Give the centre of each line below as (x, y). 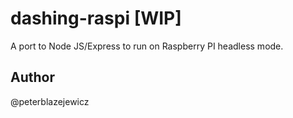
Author (32, 77)
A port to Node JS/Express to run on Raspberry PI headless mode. (147, 46)
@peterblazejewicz (50, 101)
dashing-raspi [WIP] (96, 18)
